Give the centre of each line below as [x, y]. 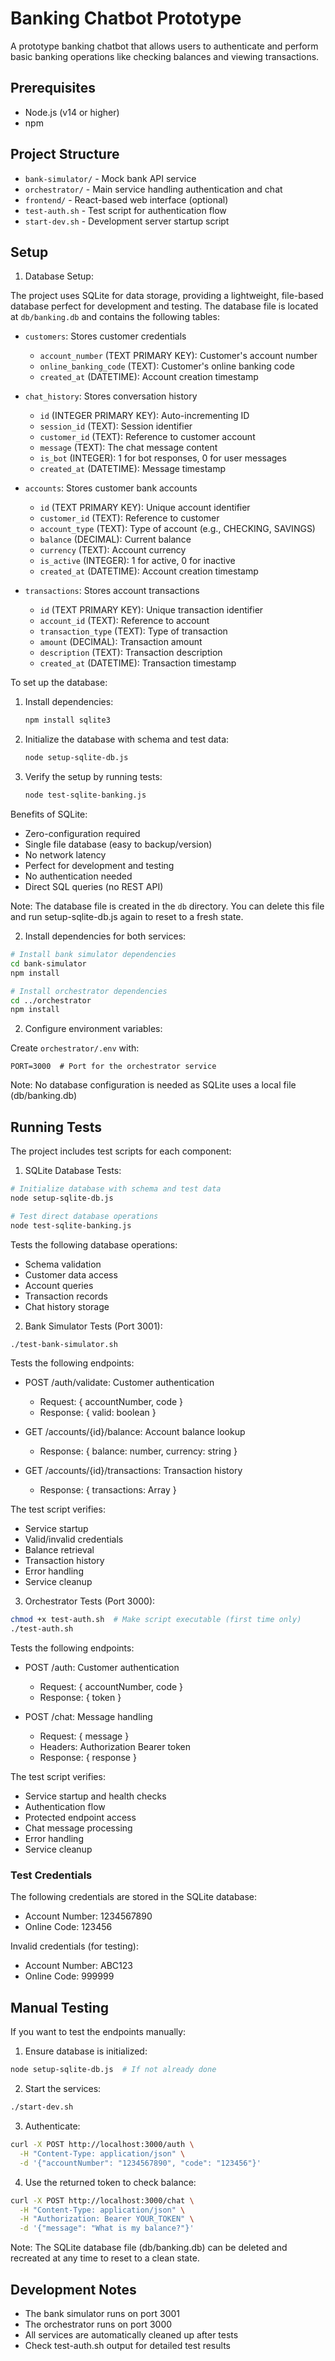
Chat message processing [78, 1828]
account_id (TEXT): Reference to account [124, 621]
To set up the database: [59, 683]
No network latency [65, 855]
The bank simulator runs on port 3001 [102, 2313]
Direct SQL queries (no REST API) [94, 886]
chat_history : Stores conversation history [111, 396]
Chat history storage [67, 1306]
